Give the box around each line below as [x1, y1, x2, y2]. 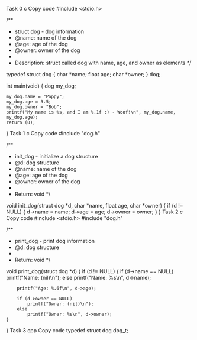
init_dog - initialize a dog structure [14, 153, 98, 160]
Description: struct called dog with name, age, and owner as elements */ [14, 59, 192, 66]
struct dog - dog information [14, 28, 85, 35]
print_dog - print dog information [14, 238, 95, 244]
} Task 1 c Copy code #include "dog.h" [6, 130, 101, 137]
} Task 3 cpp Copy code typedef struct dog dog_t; [6, 327, 128, 333]
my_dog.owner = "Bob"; [6, 104, 62, 110]
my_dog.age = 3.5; [6, 99, 51, 105]
